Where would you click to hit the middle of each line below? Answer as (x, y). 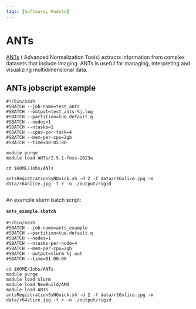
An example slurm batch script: (44, 200)
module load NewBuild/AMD (38, 285)
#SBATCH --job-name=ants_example (47, 228)
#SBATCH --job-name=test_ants (43, 107)
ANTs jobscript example (51, 88)
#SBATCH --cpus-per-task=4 (39, 132)
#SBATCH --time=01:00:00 (36, 259)
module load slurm (28, 280)
